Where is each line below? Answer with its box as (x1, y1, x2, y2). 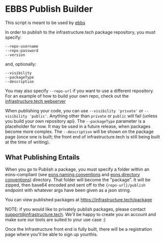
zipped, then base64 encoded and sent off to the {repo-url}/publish (5, 182, 146, 188)
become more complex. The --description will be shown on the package (5, 129, 154, 134)
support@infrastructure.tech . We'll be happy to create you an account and (5, 211, 156, 217)
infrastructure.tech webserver (5, 98, 66, 104)
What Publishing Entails (5, 153, 80, 161)
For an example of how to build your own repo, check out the (5, 93, 129, 99)
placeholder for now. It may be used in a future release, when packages (5, 123, 151, 129)
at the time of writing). (5, 139, 50, 145)
